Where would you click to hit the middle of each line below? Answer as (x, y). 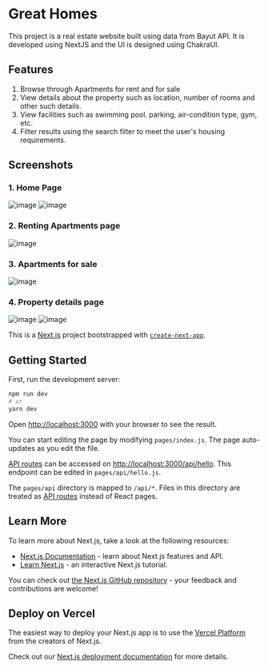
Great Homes (53, 14)
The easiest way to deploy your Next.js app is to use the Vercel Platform (127, 633)
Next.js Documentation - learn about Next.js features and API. (122, 556)
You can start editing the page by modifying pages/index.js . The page (124, 440)
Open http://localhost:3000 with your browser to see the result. (113, 424)
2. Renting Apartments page (64, 226)
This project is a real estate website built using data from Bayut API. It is (126, 36)
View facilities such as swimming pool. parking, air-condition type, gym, (138, 114)
